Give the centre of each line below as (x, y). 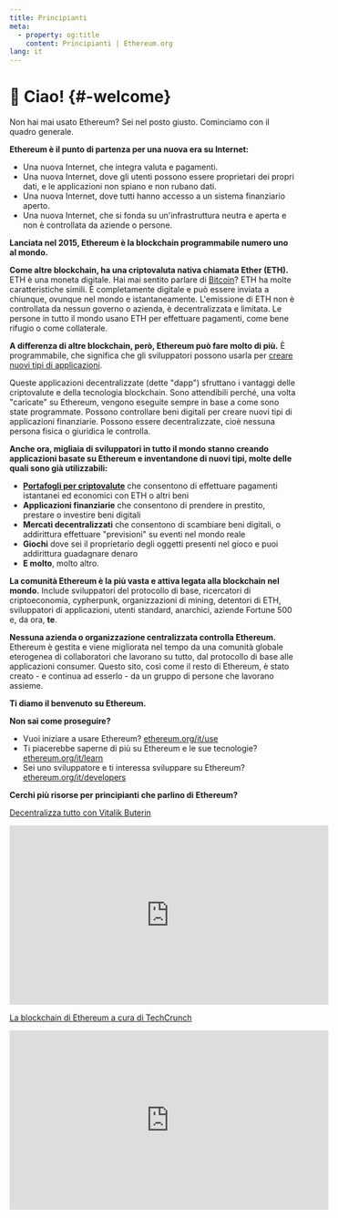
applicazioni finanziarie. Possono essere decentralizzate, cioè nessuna (143, 422)
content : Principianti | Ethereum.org (99, 43)
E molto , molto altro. (61, 563)
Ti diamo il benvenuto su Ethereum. (78, 703)
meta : (20, 26)
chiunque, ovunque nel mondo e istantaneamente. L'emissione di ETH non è (152, 299)
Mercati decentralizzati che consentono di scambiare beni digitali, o (151, 525)
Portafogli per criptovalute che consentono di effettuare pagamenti (150, 486)
